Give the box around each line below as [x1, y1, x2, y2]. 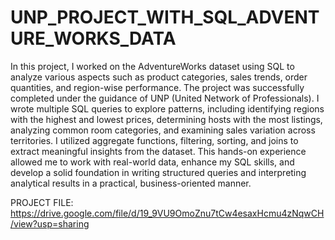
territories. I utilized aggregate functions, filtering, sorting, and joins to [10, 134, 299, 146]
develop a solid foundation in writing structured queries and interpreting [10, 166, 307, 178]
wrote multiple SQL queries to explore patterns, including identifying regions [10, 102, 325, 115]
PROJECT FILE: [10, 196, 74, 208]
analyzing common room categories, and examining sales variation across [10, 124, 316, 136]
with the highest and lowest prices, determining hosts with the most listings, [10, 113, 323, 125]
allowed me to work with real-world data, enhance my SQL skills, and [10, 156, 295, 168]
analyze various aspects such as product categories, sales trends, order [10, 71, 308, 83]
